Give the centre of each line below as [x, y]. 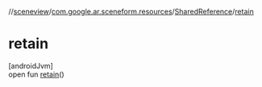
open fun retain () [36, 74]
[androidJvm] [31, 65]
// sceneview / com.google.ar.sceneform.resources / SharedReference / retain [131, 12]
